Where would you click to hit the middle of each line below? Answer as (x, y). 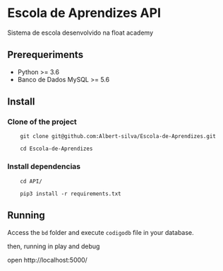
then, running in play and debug (54, 246)
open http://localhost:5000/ (48, 260)
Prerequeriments (45, 55)
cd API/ (31, 181)
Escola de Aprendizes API (84, 13)
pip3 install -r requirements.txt (71, 194)
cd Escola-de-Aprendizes (56, 149)
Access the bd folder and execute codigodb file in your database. (101, 232)
